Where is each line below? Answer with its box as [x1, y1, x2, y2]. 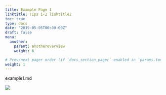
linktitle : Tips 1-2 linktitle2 [5, 12, 72, 17]
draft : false [5, 30, 32, 35]
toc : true [5, 16, 26, 21]
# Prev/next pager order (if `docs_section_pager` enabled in [5, 57, 136, 62]
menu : [5, 35, 16, 40]
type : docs [5, 21, 28, 26]
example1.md [5, 75, 32, 81]
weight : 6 [14, 48, 35, 53]
